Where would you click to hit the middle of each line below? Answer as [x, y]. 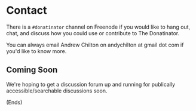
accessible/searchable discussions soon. [57, 91]
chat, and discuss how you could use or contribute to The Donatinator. [93, 33]
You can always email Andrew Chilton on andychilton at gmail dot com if [95, 45]
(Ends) [14, 102]
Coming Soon [32, 70]
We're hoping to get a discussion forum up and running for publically [91, 84]
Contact [27, 10]
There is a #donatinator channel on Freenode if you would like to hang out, [98, 27]
